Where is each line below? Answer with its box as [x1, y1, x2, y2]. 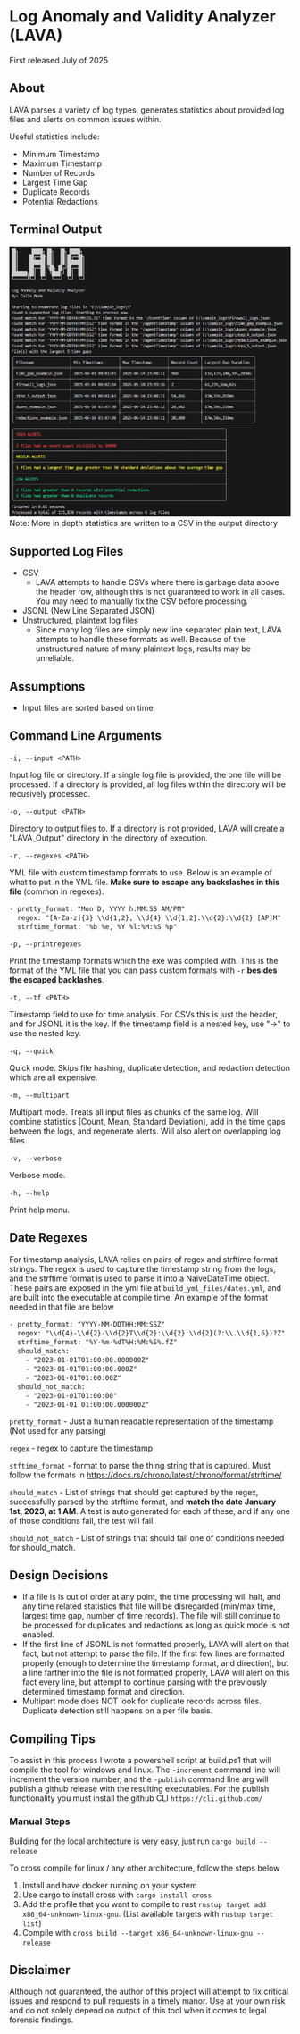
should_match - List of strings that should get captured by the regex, [9, 1486, 259, 1497]
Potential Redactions [21, 196, 98, 206]
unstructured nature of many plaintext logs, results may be [35, 643, 252, 654]
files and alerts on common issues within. [9, 113, 162, 124]
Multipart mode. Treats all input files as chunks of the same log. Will [9, 1106, 259, 1117]
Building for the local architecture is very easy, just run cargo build [9, 1836, 256, 1846]
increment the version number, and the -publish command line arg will [9, 1774, 269, 1785]
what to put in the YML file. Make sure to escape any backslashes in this [9, 876, 280, 887]
